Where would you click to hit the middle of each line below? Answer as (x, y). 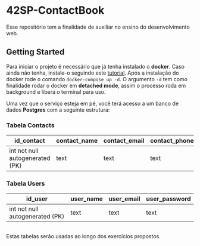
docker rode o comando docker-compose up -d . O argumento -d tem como (97, 79)
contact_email (124, 141)
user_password (168, 199)
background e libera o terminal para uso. (56, 92)
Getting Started (35, 52)
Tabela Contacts (30, 125)
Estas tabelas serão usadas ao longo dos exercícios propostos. (83, 236)
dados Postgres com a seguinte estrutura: (58, 110)
